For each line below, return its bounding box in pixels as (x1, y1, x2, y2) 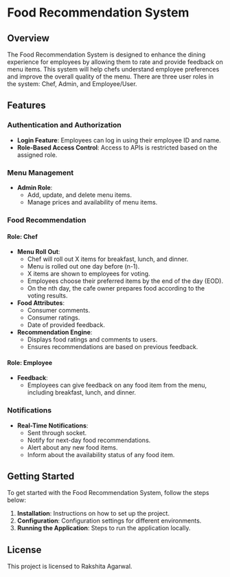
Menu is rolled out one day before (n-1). (27, 262, 140, 271)
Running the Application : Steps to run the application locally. (16, 524, 191, 532)
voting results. (27, 291, 68, 300)
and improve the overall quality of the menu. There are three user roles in (7, 72, 214, 81)
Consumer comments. (27, 306, 91, 315)
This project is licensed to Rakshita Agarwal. (7, 563, 133, 571)
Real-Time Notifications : (16, 421, 89, 430)
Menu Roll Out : (16, 248, 60, 256)
